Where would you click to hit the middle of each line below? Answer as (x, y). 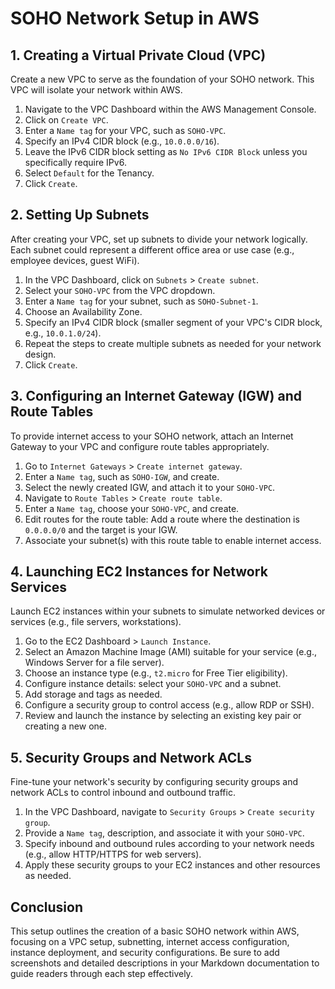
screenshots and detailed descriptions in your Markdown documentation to (165, 963)
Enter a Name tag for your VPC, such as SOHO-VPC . (125, 130)
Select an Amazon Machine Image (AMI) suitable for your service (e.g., (171, 652)
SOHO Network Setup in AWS (135, 18)
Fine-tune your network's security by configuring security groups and (154, 782)
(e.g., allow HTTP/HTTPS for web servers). (113, 854)
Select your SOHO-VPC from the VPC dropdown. (120, 290)
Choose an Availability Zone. (83, 311)
